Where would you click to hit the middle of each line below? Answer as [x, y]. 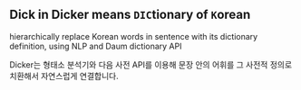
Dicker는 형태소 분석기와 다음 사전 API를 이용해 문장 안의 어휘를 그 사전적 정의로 [151, 64]
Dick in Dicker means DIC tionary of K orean [130, 15]
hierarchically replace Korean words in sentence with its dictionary [134, 36]
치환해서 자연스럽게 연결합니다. [64, 76]
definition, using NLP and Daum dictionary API [96, 46]
